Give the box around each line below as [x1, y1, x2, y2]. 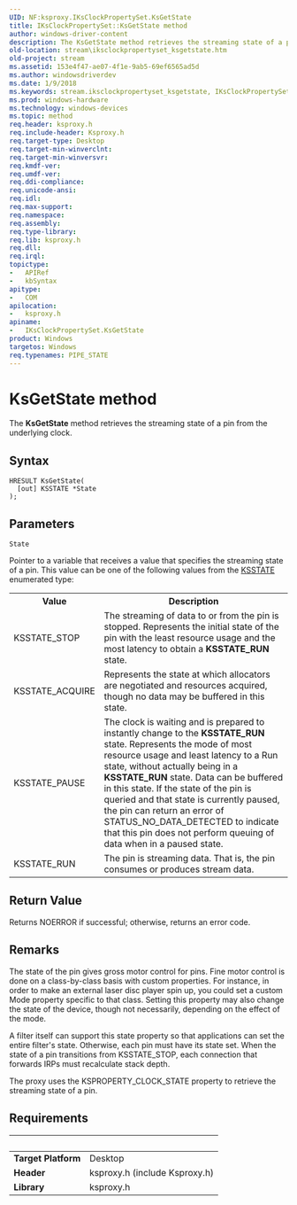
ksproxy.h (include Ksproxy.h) [89, 1166, 215, 1178]
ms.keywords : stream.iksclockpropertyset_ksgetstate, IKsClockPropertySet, [9, 87, 294, 96]
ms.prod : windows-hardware [9, 95, 109, 105]
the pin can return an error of [103, 805, 225, 817]
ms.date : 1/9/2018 [9, 79, 77, 88]
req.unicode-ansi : [9, 186, 77, 195]
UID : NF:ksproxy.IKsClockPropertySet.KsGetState [9, 12, 192, 22]
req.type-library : [9, 227, 77, 236]
